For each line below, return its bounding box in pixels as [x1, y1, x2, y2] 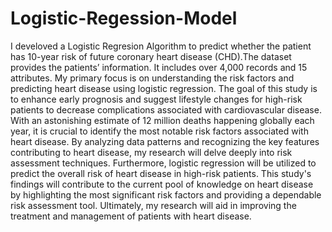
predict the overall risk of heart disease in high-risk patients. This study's [10, 167, 312, 179]
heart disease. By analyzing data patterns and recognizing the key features [10, 135, 320, 147]
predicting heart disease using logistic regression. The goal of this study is [10, 82, 318, 94]
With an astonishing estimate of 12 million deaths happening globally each [10, 114, 315, 126]
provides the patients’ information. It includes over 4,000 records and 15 [10, 61, 308, 73]
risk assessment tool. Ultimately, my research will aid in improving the [10, 199, 297, 211]
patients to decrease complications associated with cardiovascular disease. [10, 103, 322, 116]
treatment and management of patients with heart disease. [10, 210, 252, 222]
